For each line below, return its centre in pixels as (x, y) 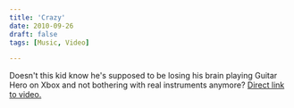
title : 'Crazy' (38, 17)
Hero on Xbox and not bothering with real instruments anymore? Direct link (147, 85)
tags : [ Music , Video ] (50, 42)
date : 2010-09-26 (42, 26)
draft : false (34, 34)
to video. (25, 95)
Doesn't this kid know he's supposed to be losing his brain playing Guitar (143, 76)
